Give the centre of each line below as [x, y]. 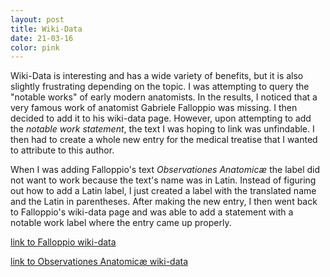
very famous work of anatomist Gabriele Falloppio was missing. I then [154, 108]
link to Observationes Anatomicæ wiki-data [99, 262]
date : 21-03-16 [42, 38]
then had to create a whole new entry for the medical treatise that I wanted [164, 140]
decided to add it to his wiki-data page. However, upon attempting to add [161, 118]
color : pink [35, 47]
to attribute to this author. [62, 150]
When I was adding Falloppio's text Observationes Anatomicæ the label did [165, 170]
